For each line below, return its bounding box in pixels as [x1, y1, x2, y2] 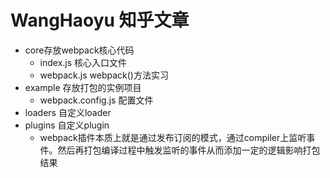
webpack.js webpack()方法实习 [39, 69, 169, 81]
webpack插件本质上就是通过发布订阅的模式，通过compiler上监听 [39, 131, 307, 143]
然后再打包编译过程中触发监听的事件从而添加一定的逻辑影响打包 [57, 144, 321, 156]
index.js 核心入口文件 [39, 56, 128, 68]
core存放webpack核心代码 [24, 44, 135, 56]
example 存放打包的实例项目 [24, 81, 142, 93]
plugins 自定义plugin [24, 119, 110, 131]
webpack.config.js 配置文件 [39, 94, 154, 106]
